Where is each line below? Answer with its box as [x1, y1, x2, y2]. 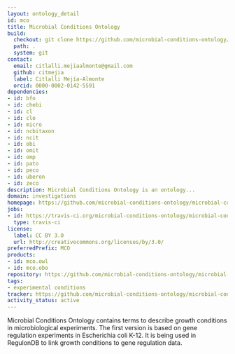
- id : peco [7, 166, 39, 174]
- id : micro [7, 121, 42, 128]
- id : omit [7, 147, 39, 154]
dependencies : [7, 88, 49, 95]
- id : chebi [7, 102, 42, 109]
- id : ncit [7, 134, 39, 141]
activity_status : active [7, 297, 80, 304]
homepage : [7, 199, 36, 207]
